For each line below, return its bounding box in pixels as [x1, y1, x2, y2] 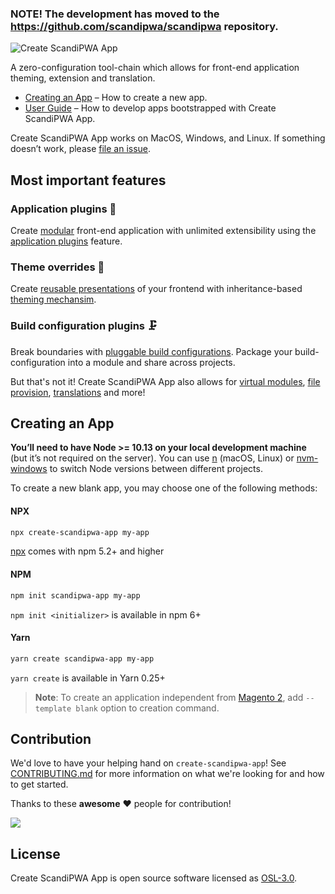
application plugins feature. [10, 235, 123, 247]
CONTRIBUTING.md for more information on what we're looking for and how [10, 768, 325, 780]
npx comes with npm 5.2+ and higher [10, 545, 165, 557]
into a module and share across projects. [67, 356, 236, 368]
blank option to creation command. [75, 702, 220, 714]
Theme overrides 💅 [10, 260, 105, 274]
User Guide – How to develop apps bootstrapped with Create [24, 102, 277, 114]
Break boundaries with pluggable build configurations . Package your [10, 345, 293, 357]
